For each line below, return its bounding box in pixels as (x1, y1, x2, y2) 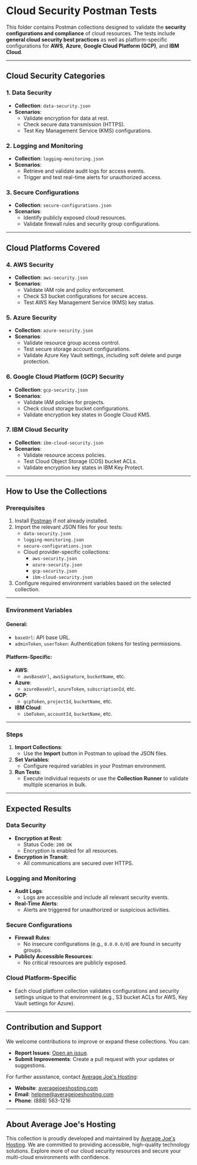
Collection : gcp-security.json (14, 386, 88, 393)
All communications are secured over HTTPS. (23, 859, 134, 867)
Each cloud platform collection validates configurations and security (14, 987, 179, 994)
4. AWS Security (6, 260, 54, 268)
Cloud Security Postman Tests (6, 4, 157, 18)
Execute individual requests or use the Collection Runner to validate (23, 775, 189, 782)
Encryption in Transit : (14, 853, 69, 860)
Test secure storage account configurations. (23, 345, 131, 353)
